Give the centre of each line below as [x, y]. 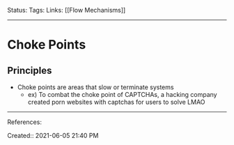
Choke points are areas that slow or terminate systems [95, 87]
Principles [30, 70]
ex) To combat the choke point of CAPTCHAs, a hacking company [122, 94]
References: [24, 122]
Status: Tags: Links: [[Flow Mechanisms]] [67, 10]
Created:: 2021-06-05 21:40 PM [53, 136]
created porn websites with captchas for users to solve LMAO [116, 102]
